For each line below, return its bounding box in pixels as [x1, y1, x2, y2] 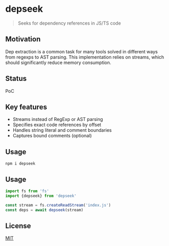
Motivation [5, 35, 41, 44]
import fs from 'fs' [5, 189, 50, 194]
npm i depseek [5, 161, 36, 167]
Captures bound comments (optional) [12, 133, 92, 139]
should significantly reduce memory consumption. [5, 59, 112, 66]
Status [5, 74, 27, 83]
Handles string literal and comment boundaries [12, 127, 112, 133]
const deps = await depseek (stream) [5, 207, 83, 213]
